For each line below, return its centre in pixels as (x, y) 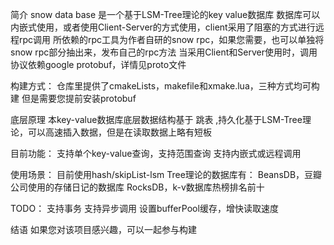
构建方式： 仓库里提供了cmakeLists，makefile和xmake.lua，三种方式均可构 (165, 86)
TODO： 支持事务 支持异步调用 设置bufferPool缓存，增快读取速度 (144, 208)
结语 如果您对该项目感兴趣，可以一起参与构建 (103, 229)
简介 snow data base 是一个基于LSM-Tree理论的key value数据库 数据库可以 (165, 14)
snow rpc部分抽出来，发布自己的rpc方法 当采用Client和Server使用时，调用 (164, 52)
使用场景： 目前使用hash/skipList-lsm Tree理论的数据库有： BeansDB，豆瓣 (166, 174)
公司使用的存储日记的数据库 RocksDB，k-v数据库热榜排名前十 (137, 187)
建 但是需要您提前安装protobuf (73, 98)
